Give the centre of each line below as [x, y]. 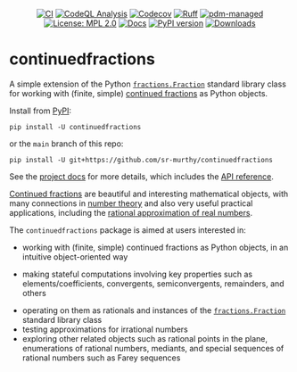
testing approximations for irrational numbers [105, 329]
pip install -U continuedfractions [75, 127]
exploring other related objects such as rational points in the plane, [144, 338]
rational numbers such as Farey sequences [101, 358]
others [34, 293]
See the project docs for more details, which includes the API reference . [141, 176]
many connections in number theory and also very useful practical [131, 203]
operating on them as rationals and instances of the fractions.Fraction [154, 310]
